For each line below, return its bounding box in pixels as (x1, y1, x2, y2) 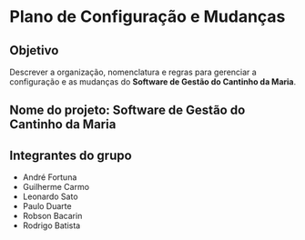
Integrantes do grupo (9, 147, 132, 163)
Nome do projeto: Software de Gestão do (9, 103, 246, 118)
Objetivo (9, 43, 59, 58)
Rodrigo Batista (22, 220, 81, 231)
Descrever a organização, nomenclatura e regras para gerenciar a (9, 66, 257, 77)
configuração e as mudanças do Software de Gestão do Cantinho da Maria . (9, 76, 297, 87)
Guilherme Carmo (22, 182, 89, 193)
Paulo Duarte (22, 201, 72, 212)
